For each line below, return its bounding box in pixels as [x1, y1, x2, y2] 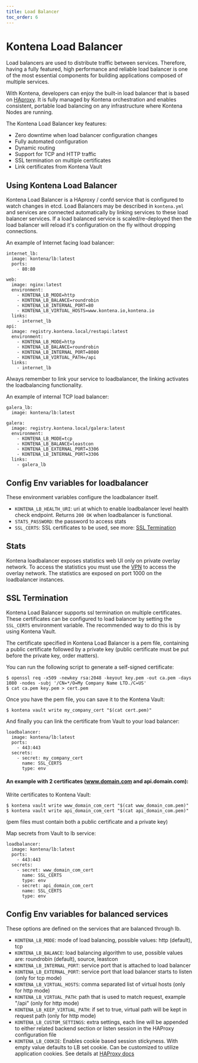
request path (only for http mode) [14, 1012, 96, 1019]
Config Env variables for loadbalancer [6, 478, 149, 488]
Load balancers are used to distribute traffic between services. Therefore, [6, 59, 186, 66]
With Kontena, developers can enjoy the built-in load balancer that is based [6, 90, 190, 97]
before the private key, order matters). [6, 652, 99, 659]
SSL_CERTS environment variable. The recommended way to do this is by [6, 621, 181, 629]
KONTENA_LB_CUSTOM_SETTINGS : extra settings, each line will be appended [14, 1018, 189, 1026]
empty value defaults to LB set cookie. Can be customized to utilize [14, 1043, 179, 1051]
